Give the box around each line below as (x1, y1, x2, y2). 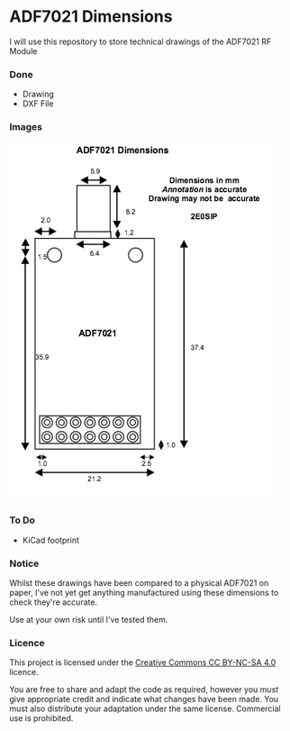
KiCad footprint (22, 535, 79, 545)
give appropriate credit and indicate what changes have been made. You (9, 694, 279, 705)
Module (9, 45, 38, 56)
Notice (9, 557, 40, 570)
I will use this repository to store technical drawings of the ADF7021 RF (9, 36, 272, 47)
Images (9, 121, 43, 133)
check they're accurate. (9, 597, 97, 608)
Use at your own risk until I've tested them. (9, 615, 168, 626)
